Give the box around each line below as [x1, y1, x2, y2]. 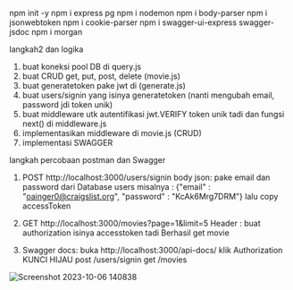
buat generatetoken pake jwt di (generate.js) [21, 81, 186, 90]
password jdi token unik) [21, 99, 113, 110]
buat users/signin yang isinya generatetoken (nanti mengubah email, [21, 90, 275, 100]
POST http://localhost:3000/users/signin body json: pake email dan [21, 172, 271, 183]
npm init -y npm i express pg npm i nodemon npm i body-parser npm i [9, 8, 268, 18]
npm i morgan [30, 27, 83, 37]
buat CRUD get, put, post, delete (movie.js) [21, 71, 180, 81]
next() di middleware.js [21, 118, 107, 129]
